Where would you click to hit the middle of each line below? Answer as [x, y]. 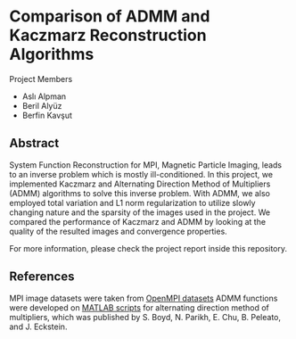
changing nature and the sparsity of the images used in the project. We [140, 212]
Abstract [34, 143]
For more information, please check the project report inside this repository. [148, 248]
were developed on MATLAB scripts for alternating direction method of [140, 307]
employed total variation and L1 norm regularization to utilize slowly [132, 203]
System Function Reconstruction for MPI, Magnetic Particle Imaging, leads [146, 165]
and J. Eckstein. [38, 327]
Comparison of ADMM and [110, 17]
